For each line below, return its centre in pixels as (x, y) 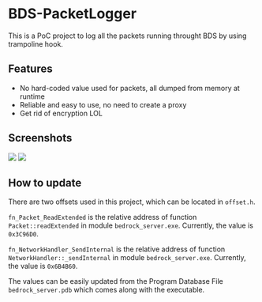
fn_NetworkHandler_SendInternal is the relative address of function (117, 249)
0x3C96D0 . (24, 234)
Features (30, 69)
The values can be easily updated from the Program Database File (116, 281)
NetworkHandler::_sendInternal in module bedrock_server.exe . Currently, (127, 258)
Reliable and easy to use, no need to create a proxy (103, 104)
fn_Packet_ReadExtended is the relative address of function (103, 217)
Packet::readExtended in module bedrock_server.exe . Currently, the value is (131, 225)
